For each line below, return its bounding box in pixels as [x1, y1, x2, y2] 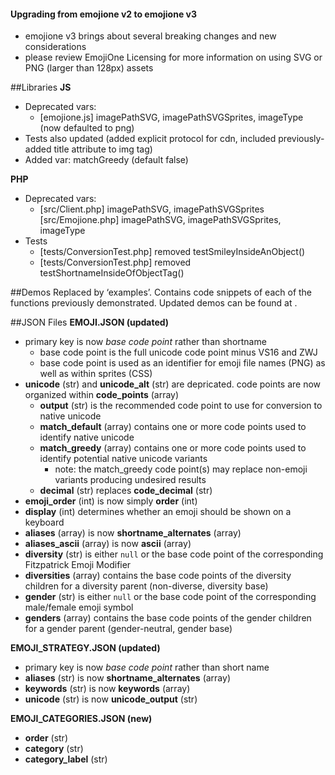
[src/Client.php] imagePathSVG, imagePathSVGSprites [39, 203, 265, 215]
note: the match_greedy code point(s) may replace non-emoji [54, 463, 308, 475]
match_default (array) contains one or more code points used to [39, 421, 307, 433]
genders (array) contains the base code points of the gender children [24, 612, 312, 624]
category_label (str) [24, 753, 108, 765]
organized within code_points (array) [24, 389, 180, 401]
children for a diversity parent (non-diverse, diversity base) [24, 580, 269, 592]
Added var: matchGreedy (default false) [24, 154, 189, 166]
